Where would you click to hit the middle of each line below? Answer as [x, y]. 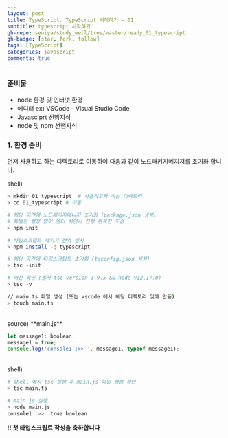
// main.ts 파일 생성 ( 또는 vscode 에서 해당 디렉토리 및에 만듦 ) [91, 296]
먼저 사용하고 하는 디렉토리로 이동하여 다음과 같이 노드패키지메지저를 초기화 [108, 162]
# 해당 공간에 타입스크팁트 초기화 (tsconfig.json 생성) [79, 259]
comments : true [29, 58]
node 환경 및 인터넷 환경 [50, 100]
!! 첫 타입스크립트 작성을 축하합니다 [54, 428]
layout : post [26, 13]
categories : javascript [41, 52]
